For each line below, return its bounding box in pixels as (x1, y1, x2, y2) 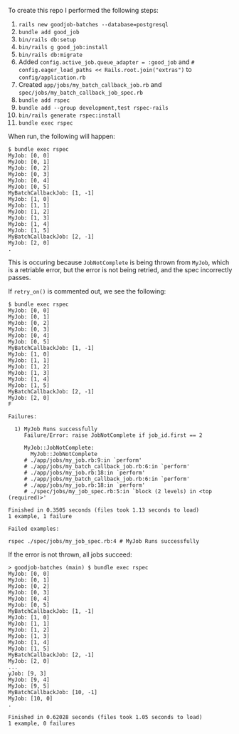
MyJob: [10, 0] (8, 695, 53, 702)
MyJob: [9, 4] (8, 676, 51, 683)
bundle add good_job (18, 29, 80, 36)
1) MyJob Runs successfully (14, 425, 98, 433)
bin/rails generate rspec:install (18, 112, 121, 119)
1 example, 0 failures (8, 720, 75, 727)
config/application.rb (18, 74, 86, 81)
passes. (8, 274, 31, 281)
